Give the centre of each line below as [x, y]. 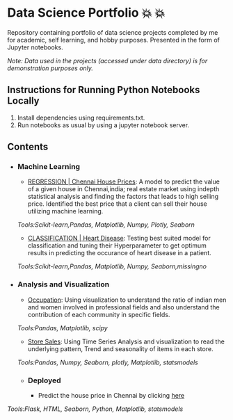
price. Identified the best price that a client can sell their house [117, 204]
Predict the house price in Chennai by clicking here [111, 396]
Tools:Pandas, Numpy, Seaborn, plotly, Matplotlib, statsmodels [107, 362]
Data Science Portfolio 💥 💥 [86, 13]
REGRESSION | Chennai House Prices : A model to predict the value [124, 181]
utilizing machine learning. [65, 211]
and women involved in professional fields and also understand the [124, 307]
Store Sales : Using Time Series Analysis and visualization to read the [126, 341]
